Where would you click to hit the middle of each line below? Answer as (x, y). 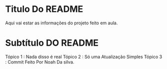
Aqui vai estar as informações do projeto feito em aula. (61, 23)
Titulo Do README (44, 9)
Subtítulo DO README (52, 43)
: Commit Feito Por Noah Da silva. (40, 62)
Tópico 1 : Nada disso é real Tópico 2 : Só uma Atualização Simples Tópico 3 (84, 57)
